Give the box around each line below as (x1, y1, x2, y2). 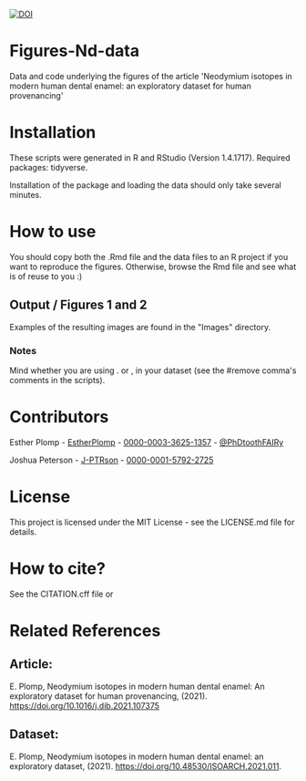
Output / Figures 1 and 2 (9, 297, 148, 313)
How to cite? (9, 557, 107, 578)
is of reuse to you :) (9, 270, 83, 282)
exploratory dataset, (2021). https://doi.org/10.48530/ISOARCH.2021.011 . (9, 760, 282, 771)
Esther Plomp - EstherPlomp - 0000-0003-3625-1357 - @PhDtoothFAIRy (9, 436, 284, 447)
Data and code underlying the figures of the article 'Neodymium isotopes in (9, 70, 293, 81)
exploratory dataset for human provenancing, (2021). (9, 690, 208, 702)
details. (9, 526, 37, 537)
